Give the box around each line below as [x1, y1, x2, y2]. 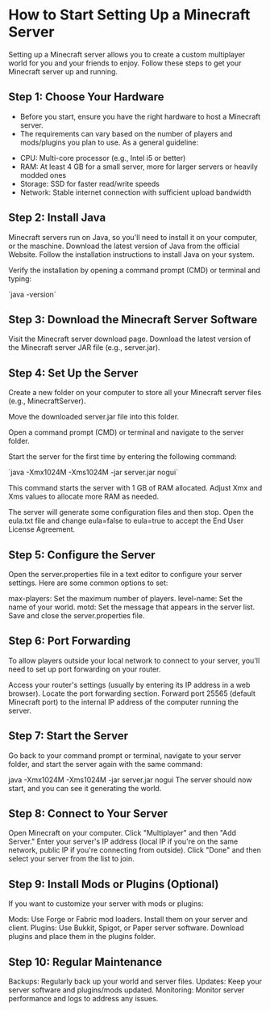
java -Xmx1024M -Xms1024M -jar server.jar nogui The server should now [8, 774, 252, 785]
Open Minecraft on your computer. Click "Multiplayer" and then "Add [8, 828, 236, 838]
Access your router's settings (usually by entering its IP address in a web [8, 680, 251, 689]
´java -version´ [8, 289, 56, 299]
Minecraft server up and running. [8, 66, 118, 76]
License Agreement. [8, 524, 76, 534]
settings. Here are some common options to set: [8, 578, 168, 588]
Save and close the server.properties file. [8, 611, 145, 620]
